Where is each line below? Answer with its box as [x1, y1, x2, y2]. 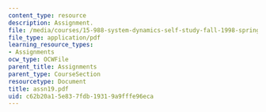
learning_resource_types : [8, 41, 93, 49]
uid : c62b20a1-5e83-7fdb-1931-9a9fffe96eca [8, 92, 154, 100]
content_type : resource [8, 11, 87, 20]
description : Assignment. [8, 19, 93, 27]
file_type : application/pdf [8, 33, 101, 42]
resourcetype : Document [8, 77, 87, 85]
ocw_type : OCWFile [8, 56, 69, 64]
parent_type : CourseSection [8, 70, 101, 78]
